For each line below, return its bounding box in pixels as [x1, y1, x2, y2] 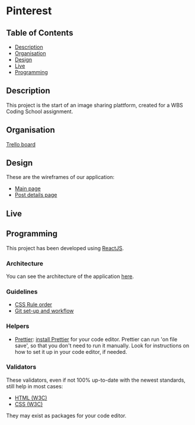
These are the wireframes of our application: [6, 174, 115, 181]
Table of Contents [6, 28, 74, 38]
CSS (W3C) [14, 400, 43, 407]
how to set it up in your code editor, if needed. [14, 348, 128, 355]
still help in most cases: [6, 382, 63, 389]
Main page [14, 185, 41, 192]
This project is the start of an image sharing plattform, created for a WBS [6, 101, 183, 108]
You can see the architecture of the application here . [6, 273, 134, 280]
